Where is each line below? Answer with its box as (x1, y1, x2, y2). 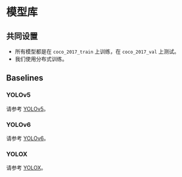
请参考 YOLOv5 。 (6, 105, 50, 112)
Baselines (6, 73, 44, 83)
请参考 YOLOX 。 (6, 164, 47, 172)
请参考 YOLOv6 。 (6, 135, 50, 142)
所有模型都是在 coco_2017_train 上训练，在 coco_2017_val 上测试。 (14, 48, 180, 55)
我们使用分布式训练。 (14, 55, 67, 63)
